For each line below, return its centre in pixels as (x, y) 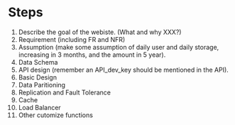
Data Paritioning (42, 85)
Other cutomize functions (55, 115)
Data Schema (38, 62)
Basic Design (38, 77)
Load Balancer (39, 107)
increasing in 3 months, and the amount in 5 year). (92, 55)
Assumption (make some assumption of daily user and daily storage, (119, 47)
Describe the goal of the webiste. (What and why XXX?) (100, 32)
